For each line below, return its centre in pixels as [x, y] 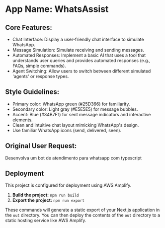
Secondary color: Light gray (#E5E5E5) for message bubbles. [75, 109]
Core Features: [29, 28]
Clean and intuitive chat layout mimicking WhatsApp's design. [76, 125]
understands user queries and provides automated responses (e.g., [81, 60]
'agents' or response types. [41, 76]
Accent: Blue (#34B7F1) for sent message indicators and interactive [82, 114]
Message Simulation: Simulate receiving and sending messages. [78, 50]
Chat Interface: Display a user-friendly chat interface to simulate [78, 39]
